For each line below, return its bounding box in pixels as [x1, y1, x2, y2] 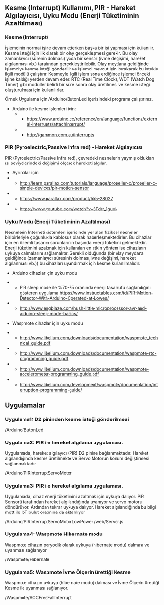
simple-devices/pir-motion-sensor [19, 185, 89, 191]
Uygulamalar [5, 401, 45, 409]
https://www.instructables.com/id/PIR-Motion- [59, 290, 153, 296]
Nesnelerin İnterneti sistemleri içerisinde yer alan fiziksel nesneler [5, 230, 138, 235]
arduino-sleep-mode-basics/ [19, 311, 78, 317]
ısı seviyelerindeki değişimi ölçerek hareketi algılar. [5, 160, 107, 166]
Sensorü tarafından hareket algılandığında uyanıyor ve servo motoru [5, 499, 142, 505]
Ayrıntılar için [12, 169, 39, 175]
